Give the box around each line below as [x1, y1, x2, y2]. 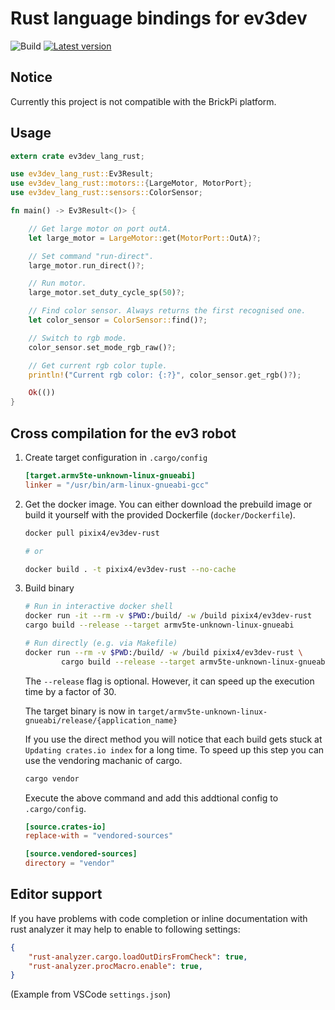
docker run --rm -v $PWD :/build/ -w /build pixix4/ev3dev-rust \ [24, 647, 303, 657]
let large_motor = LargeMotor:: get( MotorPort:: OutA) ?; [28, 233, 262, 243]
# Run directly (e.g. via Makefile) [24, 638, 178, 648]
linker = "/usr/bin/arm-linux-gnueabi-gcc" [24, 480, 210, 490]
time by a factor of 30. [24, 685, 117, 697]
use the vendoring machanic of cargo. [24, 754, 183, 766]
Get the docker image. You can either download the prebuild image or [24, 498, 313, 510]
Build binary [24, 582, 75, 594]
